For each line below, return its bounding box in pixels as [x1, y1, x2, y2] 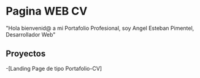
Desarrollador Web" [6, 30, 56, 38]
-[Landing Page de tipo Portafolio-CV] [6, 65, 102, 72]
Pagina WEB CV [6, 4, 88, 18]
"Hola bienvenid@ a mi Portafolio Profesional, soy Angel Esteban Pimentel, [6, 24, 194, 32]
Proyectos [6, 49, 46, 59]
